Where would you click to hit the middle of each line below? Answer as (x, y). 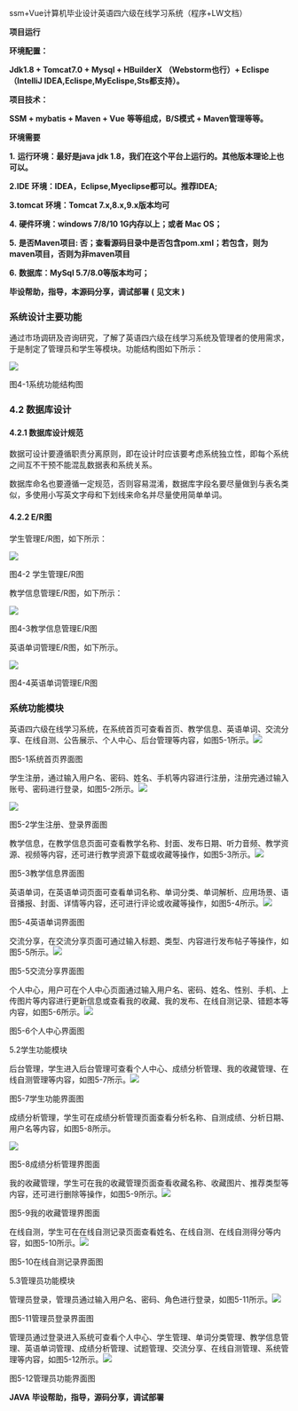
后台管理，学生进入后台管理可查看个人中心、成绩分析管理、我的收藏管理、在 (149, 1068)
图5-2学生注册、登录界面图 (59, 824)
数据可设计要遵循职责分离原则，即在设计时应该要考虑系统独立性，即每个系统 (149, 454)
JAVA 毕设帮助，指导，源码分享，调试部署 (86, 1397)
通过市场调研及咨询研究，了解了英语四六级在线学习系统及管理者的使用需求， (149, 338)
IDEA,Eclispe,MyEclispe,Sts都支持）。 (114, 81)
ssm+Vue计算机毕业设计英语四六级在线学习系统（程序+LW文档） (128, 13)
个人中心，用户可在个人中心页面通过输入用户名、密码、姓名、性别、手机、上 (149, 989)
